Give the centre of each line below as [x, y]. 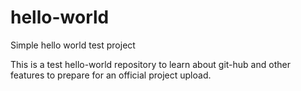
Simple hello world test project [73, 45]
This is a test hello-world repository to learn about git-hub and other [150, 64]
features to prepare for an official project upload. [111, 75]
